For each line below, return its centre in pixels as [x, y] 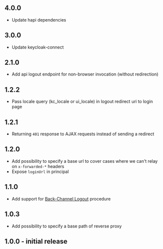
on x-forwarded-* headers [38, 166]
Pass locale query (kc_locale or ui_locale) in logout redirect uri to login [82, 101]
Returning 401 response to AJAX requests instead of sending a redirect [83, 134]
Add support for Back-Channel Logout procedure [61, 199]
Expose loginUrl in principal [40, 172]
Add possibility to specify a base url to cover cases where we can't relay [85, 161]
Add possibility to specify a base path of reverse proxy [67, 226]
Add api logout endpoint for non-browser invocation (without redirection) [85, 74]
